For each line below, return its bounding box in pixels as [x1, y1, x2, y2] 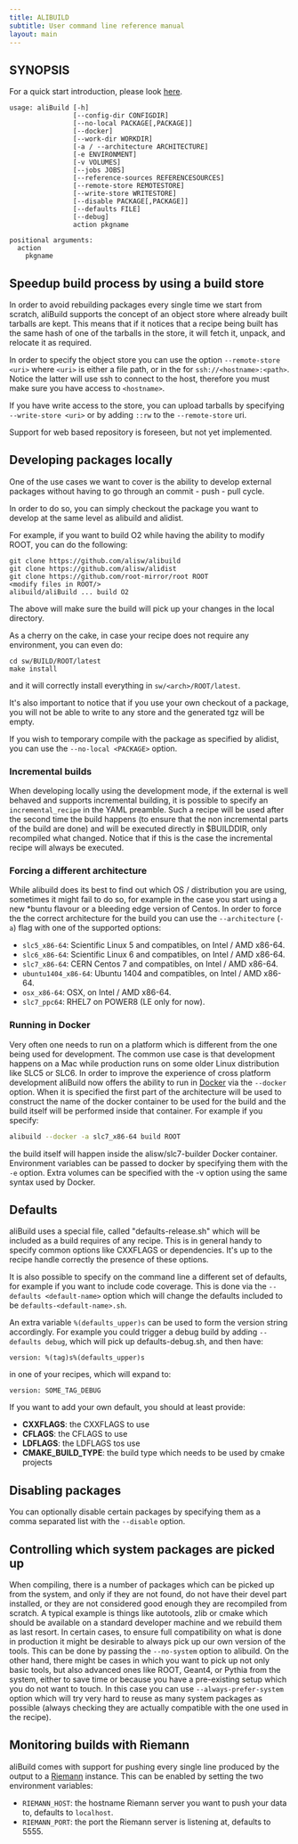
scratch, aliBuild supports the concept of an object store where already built [9, 309, 288, 319]
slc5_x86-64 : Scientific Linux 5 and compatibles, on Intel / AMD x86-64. [21, 940, 286, 951]
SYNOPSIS [9, 62, 70, 78]
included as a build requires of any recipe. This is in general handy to [9, 1236, 262, 1246]
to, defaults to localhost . [21, 1807, 114, 1817]
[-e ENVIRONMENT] [72, 151, 138, 159]
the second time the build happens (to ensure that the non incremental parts [9, 814, 289, 825]
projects [21, 1457, 53, 1468]
